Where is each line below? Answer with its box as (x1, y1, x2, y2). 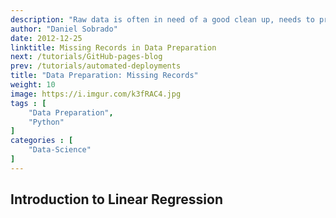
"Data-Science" (28, 145, 92, 155)
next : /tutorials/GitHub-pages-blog (10, 52, 163, 62)
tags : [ (10, 98, 47, 108)
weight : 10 (10, 80, 56, 90)
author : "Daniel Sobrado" (10, 24, 118, 34)
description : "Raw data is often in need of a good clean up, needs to (10, 14, 315, 25)
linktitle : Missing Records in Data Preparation (10, 42, 217, 53)
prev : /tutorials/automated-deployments (10, 61, 182, 71)
